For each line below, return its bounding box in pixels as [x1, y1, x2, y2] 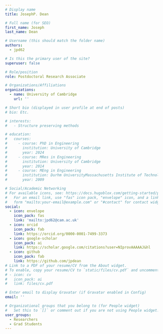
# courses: [5, 137, 32, 141]
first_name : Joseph [5, 25, 45, 30]
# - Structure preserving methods [5, 123, 79, 128]
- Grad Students [9, 321, 42, 327]
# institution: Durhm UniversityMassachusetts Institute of [5, 173, 142, 178]
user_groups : [5, 313, 32, 317]
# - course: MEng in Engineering [5, 168, 81, 173]
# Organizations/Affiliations [5, 83, 66, 88]
